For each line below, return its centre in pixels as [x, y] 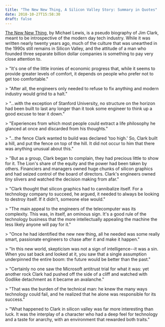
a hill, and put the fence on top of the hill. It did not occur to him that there [80, 144]
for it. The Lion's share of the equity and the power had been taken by [76, 164]
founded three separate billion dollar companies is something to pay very [79, 54]
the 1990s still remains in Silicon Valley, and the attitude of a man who [76, 49]
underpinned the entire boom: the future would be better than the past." [78, 259]
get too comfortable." [27, 79]
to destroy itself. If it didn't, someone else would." [55, 199]
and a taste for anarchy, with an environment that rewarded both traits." [78, 320]
